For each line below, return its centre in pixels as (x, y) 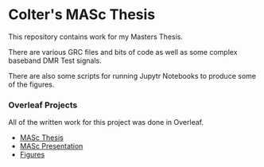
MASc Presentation (51, 146)
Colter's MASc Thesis (82, 15)
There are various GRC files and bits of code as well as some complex (123, 52)
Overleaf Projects (43, 105)
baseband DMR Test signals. (55, 60)
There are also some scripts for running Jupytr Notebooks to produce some (132, 76)
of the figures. (31, 84)
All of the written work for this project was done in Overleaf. (106, 122)
